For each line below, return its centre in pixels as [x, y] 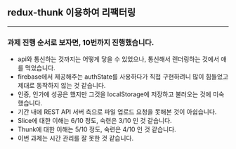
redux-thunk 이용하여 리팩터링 [72, 13]
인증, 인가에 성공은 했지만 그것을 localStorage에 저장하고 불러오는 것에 [114, 94]
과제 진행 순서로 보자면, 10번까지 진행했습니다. [81, 42]
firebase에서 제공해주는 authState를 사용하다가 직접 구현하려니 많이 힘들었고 [123, 77]
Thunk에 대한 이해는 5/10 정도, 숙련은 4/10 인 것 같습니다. [97, 129]
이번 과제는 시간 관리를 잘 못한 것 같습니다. [76, 138]
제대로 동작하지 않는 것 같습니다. [61, 86]
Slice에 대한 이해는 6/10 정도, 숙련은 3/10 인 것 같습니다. [94, 121]
